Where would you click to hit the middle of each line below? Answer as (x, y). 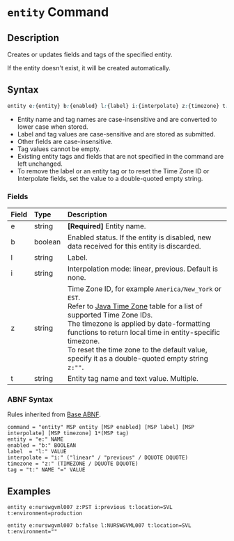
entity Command (58, 12)
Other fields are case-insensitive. (65, 141)
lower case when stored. (53, 127)
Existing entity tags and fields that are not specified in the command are (120, 156)
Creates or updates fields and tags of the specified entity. (90, 54)
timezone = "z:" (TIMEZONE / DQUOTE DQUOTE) (73, 464)
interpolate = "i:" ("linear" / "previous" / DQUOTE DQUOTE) (98, 458)
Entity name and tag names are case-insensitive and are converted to (117, 119)
